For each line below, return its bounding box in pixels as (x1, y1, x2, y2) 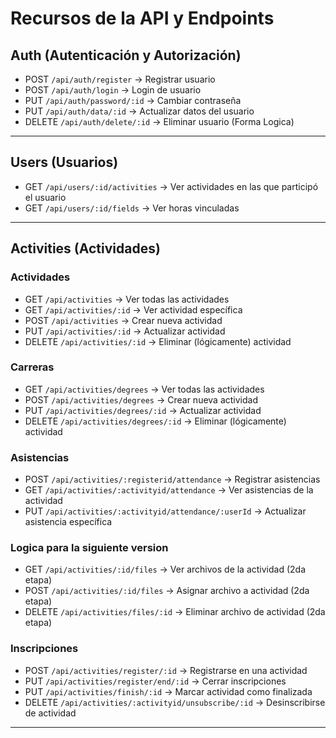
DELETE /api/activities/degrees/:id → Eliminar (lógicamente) (24, 415, 287, 427)
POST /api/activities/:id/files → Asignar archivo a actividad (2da (24, 585, 310, 597)
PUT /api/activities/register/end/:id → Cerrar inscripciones (24, 675, 287, 687)
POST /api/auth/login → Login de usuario (24, 84, 202, 96)
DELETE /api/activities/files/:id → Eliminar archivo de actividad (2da (24, 606, 326, 618)
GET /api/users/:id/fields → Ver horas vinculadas (24, 202, 240, 214)
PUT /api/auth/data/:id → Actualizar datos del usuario (24, 105, 255, 117)
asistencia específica (24, 516, 113, 528)
